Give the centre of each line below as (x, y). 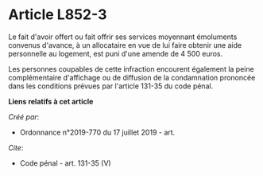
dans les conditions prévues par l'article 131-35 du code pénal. (111, 86)
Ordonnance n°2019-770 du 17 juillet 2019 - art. (97, 132)
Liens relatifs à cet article (51, 101)
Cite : (16, 147)
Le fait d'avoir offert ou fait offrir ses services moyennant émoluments (123, 37)
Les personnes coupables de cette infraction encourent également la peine (131, 68)
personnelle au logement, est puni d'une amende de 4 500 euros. (116, 53)
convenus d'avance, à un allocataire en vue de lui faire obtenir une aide (125, 45)
